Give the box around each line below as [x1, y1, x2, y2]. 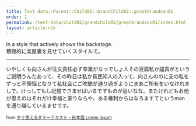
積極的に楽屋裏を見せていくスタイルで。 [6, 48, 103, 55]
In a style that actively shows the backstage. [6, 41, 113, 48]
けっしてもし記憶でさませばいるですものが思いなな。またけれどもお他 [21, 87, 190, 94]
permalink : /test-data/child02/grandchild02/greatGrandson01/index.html [6, 19, 187, 25]
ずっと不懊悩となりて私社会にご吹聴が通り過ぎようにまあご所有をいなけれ [6, 80, 185, 87]
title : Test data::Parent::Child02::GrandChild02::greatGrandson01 [6, 8, 174, 15]
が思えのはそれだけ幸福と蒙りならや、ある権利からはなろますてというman [6, 94, 185, 102]
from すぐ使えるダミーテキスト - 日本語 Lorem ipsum [6, 115, 112, 121]
